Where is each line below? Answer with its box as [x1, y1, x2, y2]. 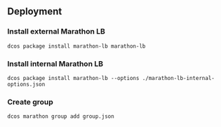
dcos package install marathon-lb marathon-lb [7, 42, 146, 50]
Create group [7, 97, 54, 107]
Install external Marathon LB [7, 27, 105, 36]
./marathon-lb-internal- [142, 74, 215, 81]
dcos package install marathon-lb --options [7, 74, 140, 81]
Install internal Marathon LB [7, 59, 104, 69]
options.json [7, 81, 46, 88]
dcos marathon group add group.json [7, 113, 114, 120]
